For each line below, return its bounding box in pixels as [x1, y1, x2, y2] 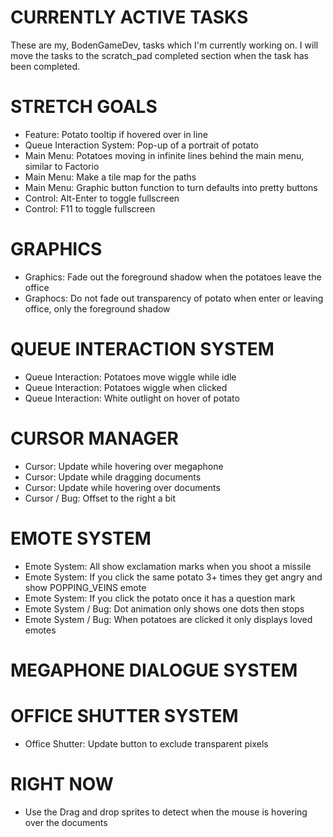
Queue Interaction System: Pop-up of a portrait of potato [24, 139, 260, 151]
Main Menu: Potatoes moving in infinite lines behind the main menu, [24, 149, 305, 161]
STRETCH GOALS [10, 96, 158, 118]
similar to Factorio [24, 160, 100, 172]
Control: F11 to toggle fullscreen [24, 202, 156, 215]
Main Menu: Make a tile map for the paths [24, 171, 197, 183]
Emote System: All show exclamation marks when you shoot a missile [24, 560, 312, 572]
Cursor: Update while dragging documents [24, 471, 202, 483]
